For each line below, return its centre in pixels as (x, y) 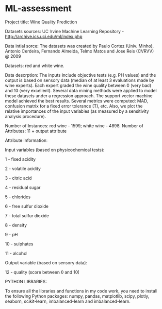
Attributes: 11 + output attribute (36, 131)
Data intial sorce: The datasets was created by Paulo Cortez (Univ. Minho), (80, 46)
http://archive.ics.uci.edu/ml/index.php (44, 36)
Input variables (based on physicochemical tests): (55, 150)
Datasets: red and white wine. (35, 66)
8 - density (16, 225)
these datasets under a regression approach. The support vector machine (79, 96)
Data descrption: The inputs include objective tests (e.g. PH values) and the (81, 75)
